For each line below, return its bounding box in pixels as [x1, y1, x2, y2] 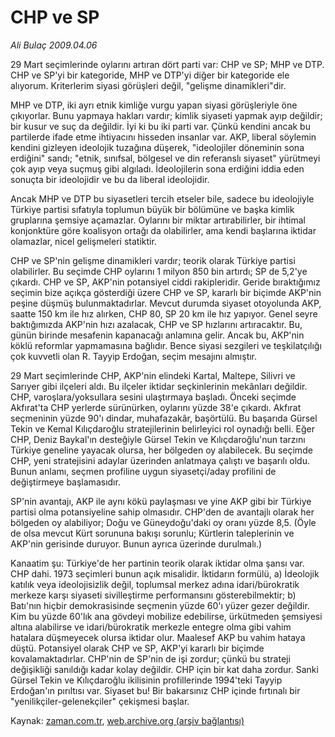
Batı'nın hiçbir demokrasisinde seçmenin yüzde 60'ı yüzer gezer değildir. [10, 599, 310, 611]
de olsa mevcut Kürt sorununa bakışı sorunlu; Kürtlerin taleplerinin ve [10, 527, 295, 539]
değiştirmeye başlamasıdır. [10, 476, 121, 488]
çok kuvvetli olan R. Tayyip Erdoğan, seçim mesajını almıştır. [10, 350, 258, 362]
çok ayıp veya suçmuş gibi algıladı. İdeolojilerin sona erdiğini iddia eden [10, 162, 305, 175]
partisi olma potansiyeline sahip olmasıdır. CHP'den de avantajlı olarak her [10, 506, 315, 518]
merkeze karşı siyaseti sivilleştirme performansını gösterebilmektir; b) [10, 589, 297, 601]
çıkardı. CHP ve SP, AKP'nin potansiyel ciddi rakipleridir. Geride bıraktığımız [10, 276, 321, 288]
